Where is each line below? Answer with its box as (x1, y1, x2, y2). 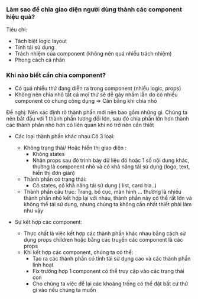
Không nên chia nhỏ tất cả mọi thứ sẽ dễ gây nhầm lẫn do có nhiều (14, 91, 178, 98)
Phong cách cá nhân (14, 56, 66, 64)
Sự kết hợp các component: (14, 218, 83, 225)
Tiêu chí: (6, 26, 28, 33)
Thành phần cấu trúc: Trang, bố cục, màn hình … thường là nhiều (23, 188, 182, 195)
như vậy (23, 207, 44, 214)
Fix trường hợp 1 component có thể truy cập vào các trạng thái (32, 267, 184, 274)
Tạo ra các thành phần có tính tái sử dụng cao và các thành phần (32, 255, 191, 262)
